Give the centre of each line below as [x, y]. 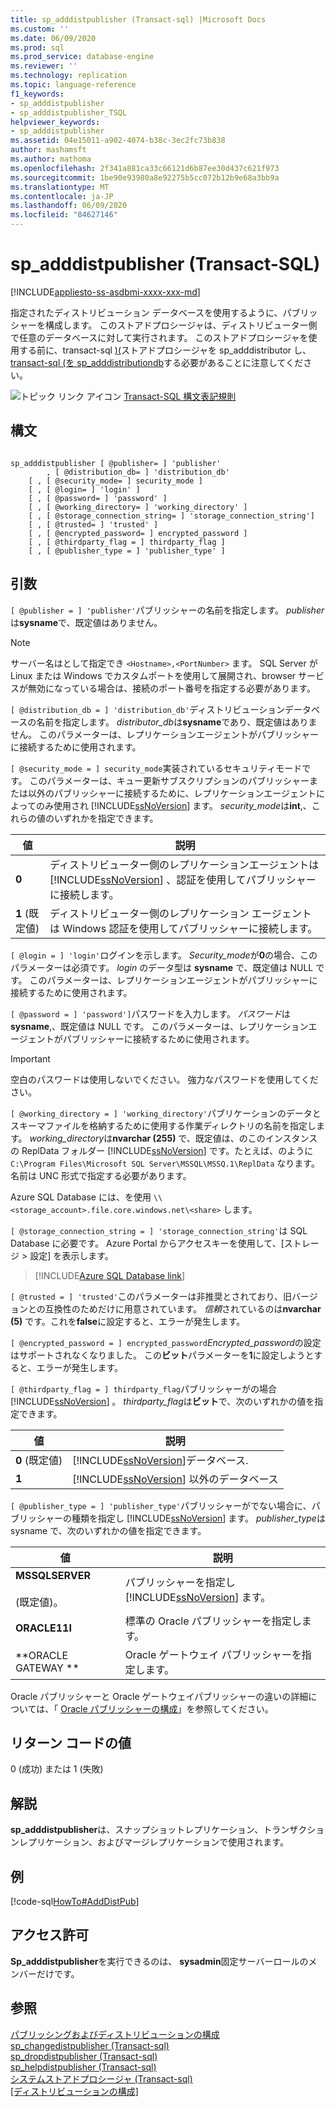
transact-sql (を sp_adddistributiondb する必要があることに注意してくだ [157, 362]
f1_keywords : [37, 94]
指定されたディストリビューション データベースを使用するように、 [146, 312]
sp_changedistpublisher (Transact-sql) [90, 2045]
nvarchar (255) [144, 1138]
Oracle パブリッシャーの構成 [119, 1708]
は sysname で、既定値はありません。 [86, 622]
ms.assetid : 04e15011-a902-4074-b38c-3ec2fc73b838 [118, 141]
